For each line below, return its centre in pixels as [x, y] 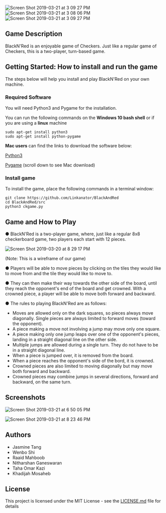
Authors [18, 435]
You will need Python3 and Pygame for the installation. [61, 108]
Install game [20, 178]
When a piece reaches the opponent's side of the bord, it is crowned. [83, 361]
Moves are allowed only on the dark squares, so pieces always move [83, 313]
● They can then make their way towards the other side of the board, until [81, 283]
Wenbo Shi [23, 452]
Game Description [34, 34]
